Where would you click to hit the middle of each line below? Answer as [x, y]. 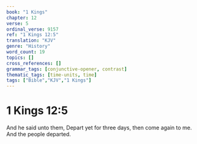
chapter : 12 [21, 18]
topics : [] [20, 58]
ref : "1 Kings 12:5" [33, 35]
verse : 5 [17, 23]
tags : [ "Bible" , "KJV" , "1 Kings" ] [49, 80]
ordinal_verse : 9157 [33, 29]
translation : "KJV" [31, 40]
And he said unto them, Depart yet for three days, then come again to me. [99, 128]
